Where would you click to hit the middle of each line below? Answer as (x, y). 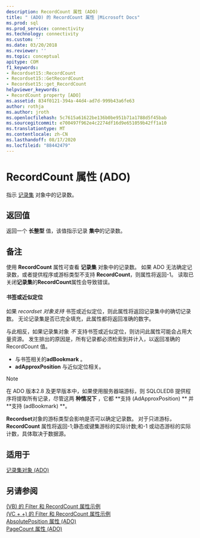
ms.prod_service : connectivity (45, 28)
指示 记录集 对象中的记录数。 (42, 195)
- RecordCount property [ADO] (44, 95)
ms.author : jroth (28, 112)
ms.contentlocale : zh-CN (37, 134)
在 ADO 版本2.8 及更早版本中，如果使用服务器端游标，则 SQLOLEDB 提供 (96, 391)
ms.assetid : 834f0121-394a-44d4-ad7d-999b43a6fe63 (70, 101)
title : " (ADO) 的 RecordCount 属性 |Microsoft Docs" (73, 17)
